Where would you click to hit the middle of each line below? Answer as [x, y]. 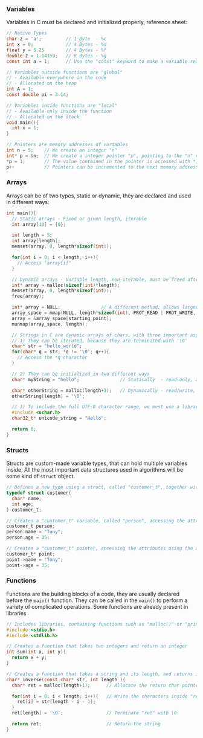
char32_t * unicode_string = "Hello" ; [59, 419]
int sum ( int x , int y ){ [36, 652]
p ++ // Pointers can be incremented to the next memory [92, 167]
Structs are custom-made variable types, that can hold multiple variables [97, 463]
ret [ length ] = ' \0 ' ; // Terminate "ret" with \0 [94, 713]
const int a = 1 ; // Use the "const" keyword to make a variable [97, 61]
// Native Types [27, 33]
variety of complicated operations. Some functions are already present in [97, 606]
